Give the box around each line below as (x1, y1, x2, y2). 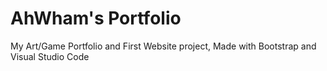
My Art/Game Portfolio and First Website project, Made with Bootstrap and (10, 40, 317, 52)
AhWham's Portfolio (10, 7, 182, 30)
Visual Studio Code (10, 50, 90, 62)
